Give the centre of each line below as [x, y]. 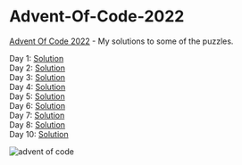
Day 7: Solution [37, 115]
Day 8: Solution [37, 124]
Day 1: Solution [37, 58]
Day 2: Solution [37, 68]
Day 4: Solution [38, 87]
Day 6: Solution [37, 105]
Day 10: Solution [39, 134]
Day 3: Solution [37, 77]
